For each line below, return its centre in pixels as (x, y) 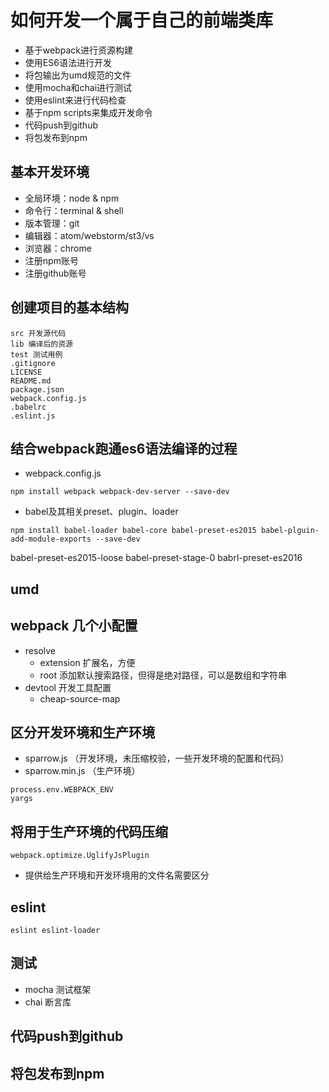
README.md (31, 381)
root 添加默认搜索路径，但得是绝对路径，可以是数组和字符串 (163, 675)
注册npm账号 (51, 260)
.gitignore (33, 363)
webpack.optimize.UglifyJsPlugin (80, 856)
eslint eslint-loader (55, 931)
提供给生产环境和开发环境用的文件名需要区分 (117, 875)
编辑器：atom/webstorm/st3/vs (89, 235)
